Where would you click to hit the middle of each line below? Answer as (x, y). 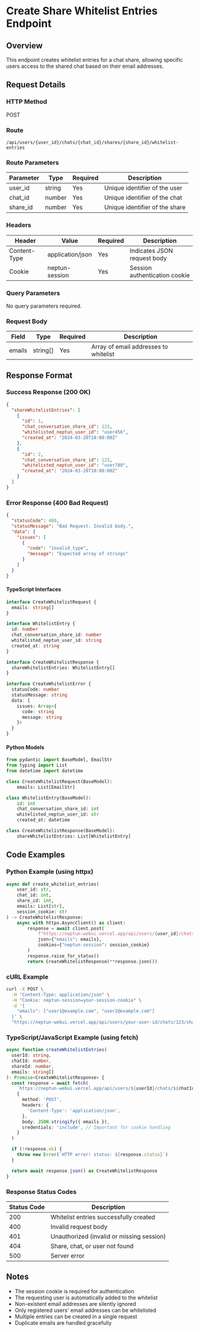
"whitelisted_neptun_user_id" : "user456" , (75, 432)
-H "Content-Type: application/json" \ (61, 995)
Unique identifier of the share (145, 208)
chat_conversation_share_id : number (57, 635)
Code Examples (36, 855)
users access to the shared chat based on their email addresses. (85, 66)
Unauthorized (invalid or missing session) (108, 1236)
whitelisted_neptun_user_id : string (57, 641)
